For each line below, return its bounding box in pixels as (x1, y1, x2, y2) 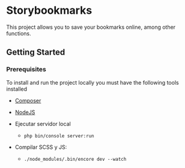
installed (6, 85, 28, 92)
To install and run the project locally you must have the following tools (6, 79, 179, 86)
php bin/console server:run (23, 133, 94, 139)
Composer (14, 97, 41, 104)
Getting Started (6, 47, 65, 58)
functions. (6, 29, 31, 37)
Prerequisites (6, 65, 46, 74)
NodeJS (14, 109, 35, 116)
